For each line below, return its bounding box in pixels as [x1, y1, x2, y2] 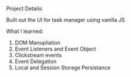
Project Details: [6, 5, 43, 12]
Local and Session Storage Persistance [14, 64, 111, 71]
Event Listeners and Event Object [14, 45, 97, 52]
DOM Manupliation [14, 39, 61, 46]
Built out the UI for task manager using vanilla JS [6, 16, 126, 23]
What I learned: [6, 28, 44, 35]
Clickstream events [14, 52, 62, 58]
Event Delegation [14, 58, 57, 65]
